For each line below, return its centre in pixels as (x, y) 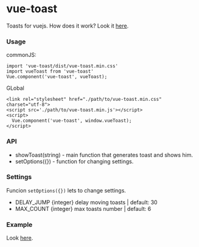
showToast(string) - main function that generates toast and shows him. (104, 155)
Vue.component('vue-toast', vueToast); (57, 77)
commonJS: (21, 55)
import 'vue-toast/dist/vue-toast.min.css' (62, 66)
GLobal (15, 88)
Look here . (20, 238)
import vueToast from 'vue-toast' (50, 72)
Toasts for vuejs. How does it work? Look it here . (68, 26)
